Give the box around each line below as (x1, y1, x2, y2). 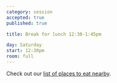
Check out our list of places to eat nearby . (6, 70, 111, 77)
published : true (6, 20, 47, 26)
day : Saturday (6, 42, 42, 48)
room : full (6, 53, 34, 59)
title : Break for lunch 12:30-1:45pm (6, 31, 102, 37)
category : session (6, 8, 53, 15)
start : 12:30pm (6, 48, 45, 54)
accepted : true (6, 15, 45, 21)
